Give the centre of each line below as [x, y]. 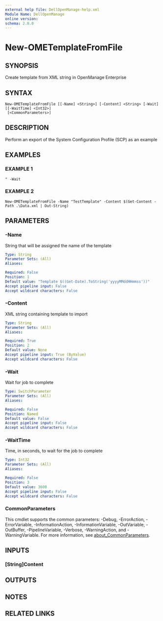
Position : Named [22, 414]
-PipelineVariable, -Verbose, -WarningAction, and [76, 530]
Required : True [21, 341]
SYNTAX [19, 93]
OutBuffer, [15, 530]
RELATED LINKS [30, 614]
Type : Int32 [17, 460]
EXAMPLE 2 [20, 191]
